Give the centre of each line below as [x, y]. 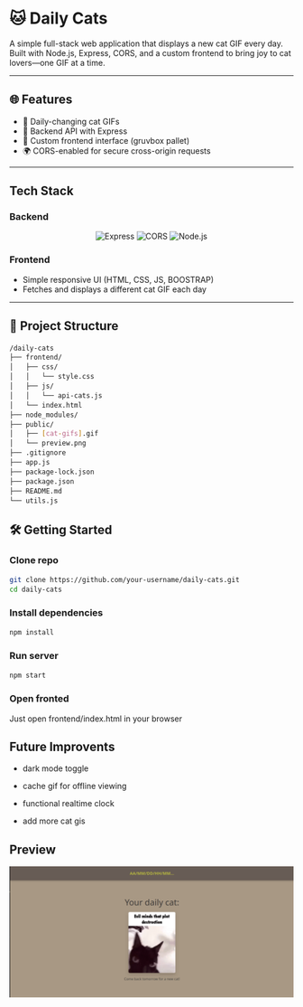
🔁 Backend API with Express [75, 131]
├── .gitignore [38, 453]
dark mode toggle [55, 768]
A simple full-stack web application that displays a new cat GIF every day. [147, 43]
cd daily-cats [36, 589]
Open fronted [39, 699]
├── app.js [30, 463]
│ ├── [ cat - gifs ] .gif [54, 434]
